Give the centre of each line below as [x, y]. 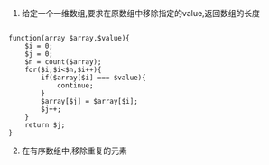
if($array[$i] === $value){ [93, 78]
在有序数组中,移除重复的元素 [74, 151]
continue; [75, 86]
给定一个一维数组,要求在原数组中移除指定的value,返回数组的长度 [141, 13]
